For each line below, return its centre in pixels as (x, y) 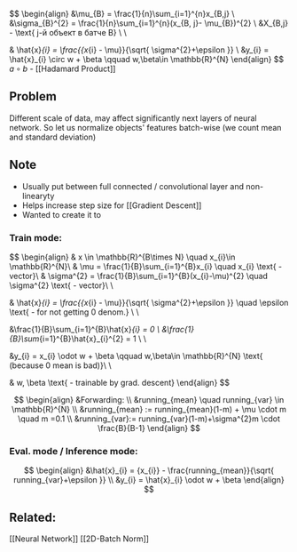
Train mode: (35, 237)
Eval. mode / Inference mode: (74, 451)
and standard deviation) (53, 137)
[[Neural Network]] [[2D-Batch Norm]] (79, 539)
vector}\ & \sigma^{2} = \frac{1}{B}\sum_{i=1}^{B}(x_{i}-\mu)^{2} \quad (139, 276)
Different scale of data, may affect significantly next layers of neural (133, 118)
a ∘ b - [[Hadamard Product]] (63, 68)
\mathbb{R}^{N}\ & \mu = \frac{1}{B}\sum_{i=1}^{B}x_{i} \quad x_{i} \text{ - (146, 266)
